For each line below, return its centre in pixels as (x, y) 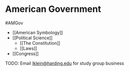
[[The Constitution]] (40, 43)
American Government (53, 9)
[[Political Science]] (32, 38)
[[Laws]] (28, 48)
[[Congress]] (25, 54)
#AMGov (14, 23)
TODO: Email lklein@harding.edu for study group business (64, 63)
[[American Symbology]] (37, 32)
